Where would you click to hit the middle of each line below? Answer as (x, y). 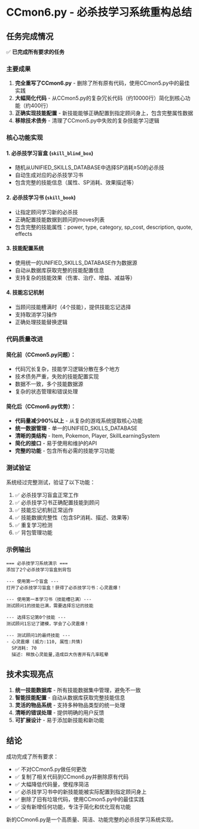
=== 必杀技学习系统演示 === (37, 563)
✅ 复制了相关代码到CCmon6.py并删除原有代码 (72, 776)
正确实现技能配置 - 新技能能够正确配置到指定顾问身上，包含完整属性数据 (104, 113)
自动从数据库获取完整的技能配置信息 (59, 270)
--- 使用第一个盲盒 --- (33, 581)
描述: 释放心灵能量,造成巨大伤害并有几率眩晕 (60, 654)
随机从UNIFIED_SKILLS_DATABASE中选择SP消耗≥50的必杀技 (89, 167)
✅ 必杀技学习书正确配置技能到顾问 (57, 502)
